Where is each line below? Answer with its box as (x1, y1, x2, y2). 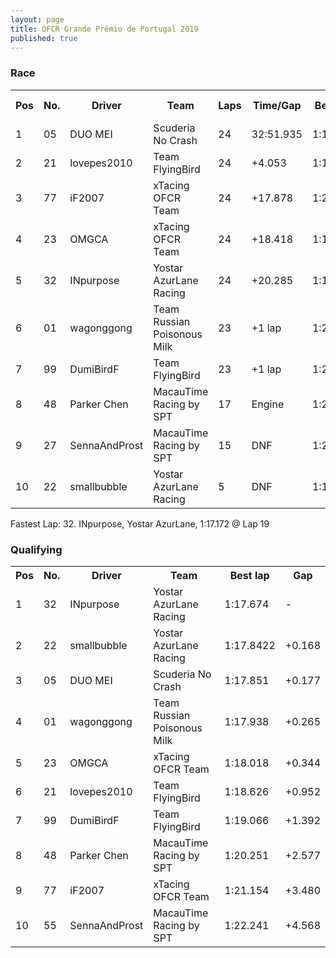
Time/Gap (252, 98, 302, 112)
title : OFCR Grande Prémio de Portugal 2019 (10, 24, 199, 34)
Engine (251, 397, 285, 411)
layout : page (10, 14, 65, 25)
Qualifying (10, 542, 63, 556)
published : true (10, 33, 78, 43)
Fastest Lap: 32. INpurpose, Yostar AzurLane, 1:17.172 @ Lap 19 (10, 517, 270, 530)
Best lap (229, 568, 270, 582)
